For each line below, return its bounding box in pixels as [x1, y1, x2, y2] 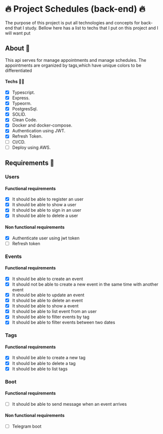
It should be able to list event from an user [12, 308, 97, 314]
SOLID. [12, 111, 26, 117]
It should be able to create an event [12, 276, 84, 282]
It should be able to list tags [12, 366, 68, 372]
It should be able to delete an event [12, 298, 83, 304]
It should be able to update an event [12, 292, 85, 298]
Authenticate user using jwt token [12, 235, 80, 241]
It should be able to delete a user [12, 213, 78, 218]
